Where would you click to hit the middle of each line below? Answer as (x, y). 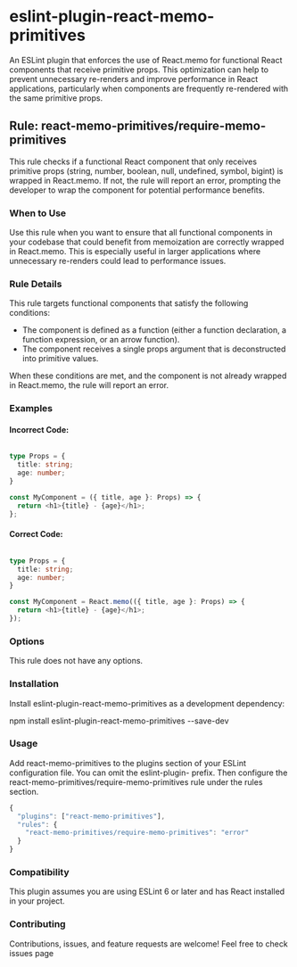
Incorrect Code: (39, 429)
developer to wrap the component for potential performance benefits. (137, 190)
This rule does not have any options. (76, 661)
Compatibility (39, 872)
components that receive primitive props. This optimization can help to (139, 70)
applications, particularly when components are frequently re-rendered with (149, 88)
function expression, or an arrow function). (101, 340)
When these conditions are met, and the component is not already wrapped (148, 376)
